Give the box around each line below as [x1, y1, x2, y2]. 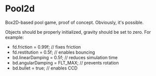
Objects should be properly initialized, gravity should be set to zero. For [5, 29, 151, 35]
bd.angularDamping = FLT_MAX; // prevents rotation [12, 60, 119, 66]
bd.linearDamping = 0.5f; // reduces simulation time [12, 54, 118, 60]
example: [5, 34, 24, 40]
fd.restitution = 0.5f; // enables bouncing [12, 49, 95, 55]
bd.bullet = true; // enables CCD [12, 65, 78, 71]
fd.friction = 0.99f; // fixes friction [12, 44, 81, 50]
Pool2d [5, 3, 35, 14]
